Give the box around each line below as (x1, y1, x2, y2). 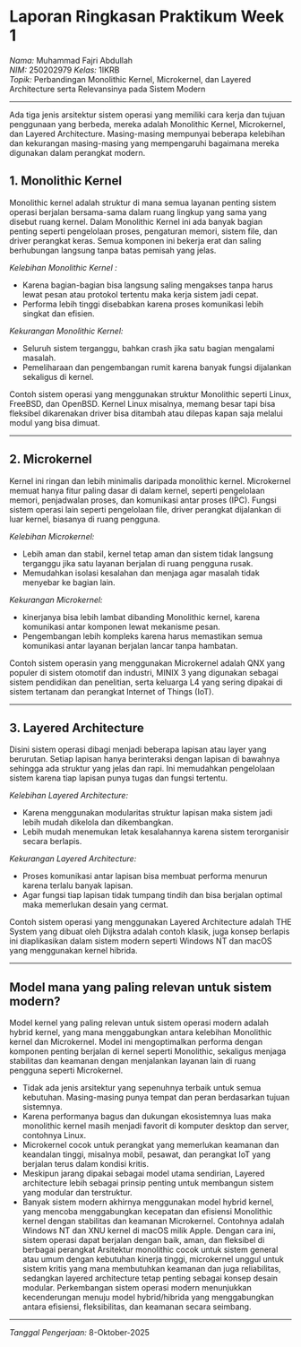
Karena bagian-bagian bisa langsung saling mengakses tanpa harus (21, 280, 273, 290)
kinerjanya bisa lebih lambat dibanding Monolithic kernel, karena (21, 611, 261, 622)
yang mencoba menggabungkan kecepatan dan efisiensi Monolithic (21, 1206, 273, 1217)
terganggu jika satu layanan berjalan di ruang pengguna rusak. (21, 557, 254, 568)
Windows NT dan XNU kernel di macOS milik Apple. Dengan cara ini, (21, 1225, 276, 1236)
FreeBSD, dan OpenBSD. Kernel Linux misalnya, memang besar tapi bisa (9, 398, 276, 409)
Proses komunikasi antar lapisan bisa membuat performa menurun (21, 871, 268, 882)
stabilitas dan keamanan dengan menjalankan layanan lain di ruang (9, 1056, 257, 1066)
